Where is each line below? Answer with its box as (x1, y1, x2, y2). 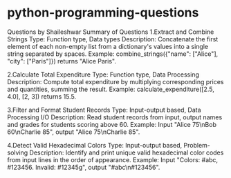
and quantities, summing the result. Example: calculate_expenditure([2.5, (7, 85, 214, 93)
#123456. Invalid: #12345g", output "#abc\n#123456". (7, 163, 160, 171)
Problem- (183, 141, 211, 149)
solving (7, 148, 28, 157)
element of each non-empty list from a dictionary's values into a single (7, 42, 209, 50)
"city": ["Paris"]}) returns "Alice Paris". (7, 57, 116, 65)
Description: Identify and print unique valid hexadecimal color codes (29, 148, 224, 157)
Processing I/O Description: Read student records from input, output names (7, 112, 223, 121)
